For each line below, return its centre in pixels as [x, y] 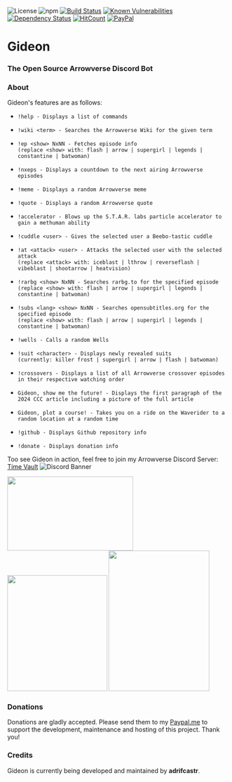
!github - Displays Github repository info [82, 433]
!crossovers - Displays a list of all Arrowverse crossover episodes [121, 373]
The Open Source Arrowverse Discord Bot [80, 69]
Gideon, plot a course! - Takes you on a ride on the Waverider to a [121, 413]
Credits [20, 755]
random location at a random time [68, 419]
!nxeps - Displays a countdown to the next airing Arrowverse [110, 170]
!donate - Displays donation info [68, 446]
